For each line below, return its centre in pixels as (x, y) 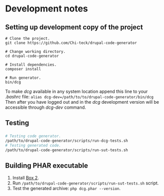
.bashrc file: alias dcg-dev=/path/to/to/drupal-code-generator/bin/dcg (79, 97)
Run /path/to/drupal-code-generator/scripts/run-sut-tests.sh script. (85, 183)
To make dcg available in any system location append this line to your (77, 91)
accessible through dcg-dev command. (46, 107)
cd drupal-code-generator (32, 56)
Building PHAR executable (47, 166)
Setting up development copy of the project (74, 27)
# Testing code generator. (33, 136)
